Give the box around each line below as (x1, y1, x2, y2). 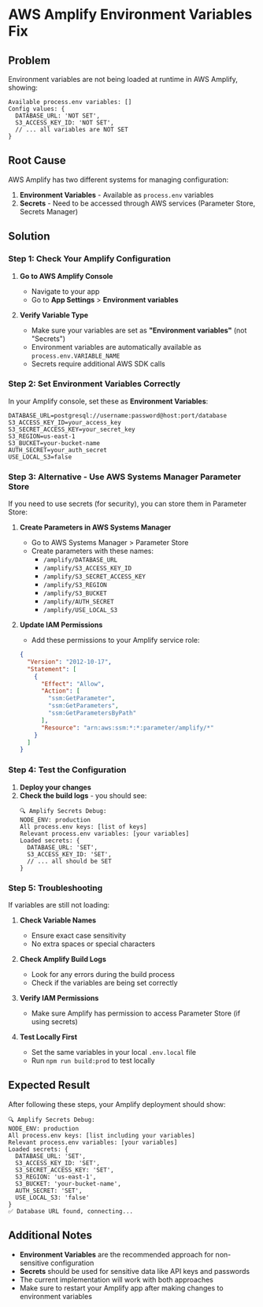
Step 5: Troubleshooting (8, 882, 103, 893)
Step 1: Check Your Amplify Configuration (8, 254, 171, 265)
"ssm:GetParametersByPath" (48, 709, 137, 718)
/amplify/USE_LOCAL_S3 (43, 607, 118, 615)
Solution (8, 230, 50, 243)
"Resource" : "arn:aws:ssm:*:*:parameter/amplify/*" (40, 723, 214, 732)
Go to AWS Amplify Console (19, 271, 113, 280)
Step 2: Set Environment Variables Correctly (8, 378, 181, 389)
